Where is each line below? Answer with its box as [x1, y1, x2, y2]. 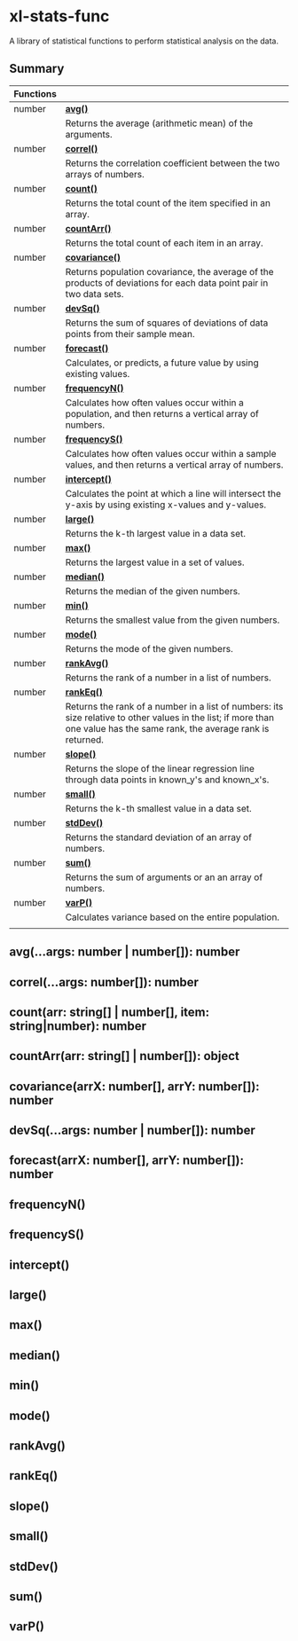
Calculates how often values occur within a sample [65, 447, 277, 459]
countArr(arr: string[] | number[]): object [9, 1048, 239, 1064]
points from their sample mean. [65, 327, 195, 340]
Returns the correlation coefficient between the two [65, 157, 280, 169]
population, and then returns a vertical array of [65, 407, 259, 420]
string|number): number [9, 1018, 147, 1033]
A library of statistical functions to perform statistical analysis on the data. [9, 35, 279, 46]
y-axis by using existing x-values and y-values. [65, 499, 267, 511]
